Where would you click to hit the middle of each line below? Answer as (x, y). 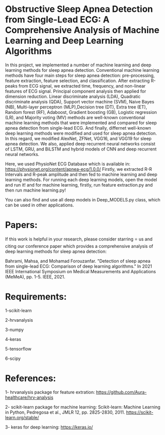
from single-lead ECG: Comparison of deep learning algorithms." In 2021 (79, 266)
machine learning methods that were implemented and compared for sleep (81, 123)
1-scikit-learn (18, 310)
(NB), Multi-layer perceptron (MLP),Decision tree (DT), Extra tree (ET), (76, 107)
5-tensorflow (18, 349)
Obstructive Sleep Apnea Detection (79, 9)
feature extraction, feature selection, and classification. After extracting (78, 81)
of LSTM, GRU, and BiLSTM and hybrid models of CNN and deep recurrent (81, 149)
